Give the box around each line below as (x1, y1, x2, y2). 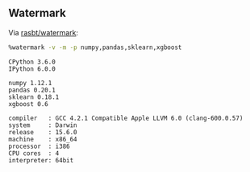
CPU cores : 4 (8, 149, 60, 158)
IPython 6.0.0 (8, 64, 56, 73)
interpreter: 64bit (8, 156, 74, 164)
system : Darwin (8, 121, 78, 129)
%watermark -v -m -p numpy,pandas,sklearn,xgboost (8, 43, 182, 51)
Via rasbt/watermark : (8, 27, 79, 37)
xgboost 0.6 (8, 100, 48, 108)
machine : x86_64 (8, 135, 78, 143)
